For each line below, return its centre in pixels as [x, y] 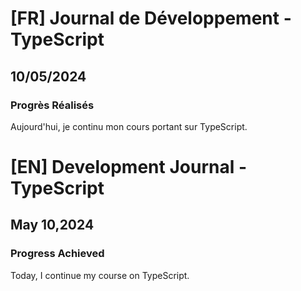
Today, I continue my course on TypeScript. [100, 275]
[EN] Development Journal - [128, 167]
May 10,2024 [52, 225]
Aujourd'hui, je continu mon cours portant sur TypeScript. [129, 126]
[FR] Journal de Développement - [151, 18]
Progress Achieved [57, 254]
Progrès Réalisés [52, 105]
